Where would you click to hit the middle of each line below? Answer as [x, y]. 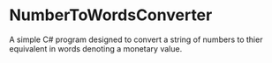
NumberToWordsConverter [111, 15]
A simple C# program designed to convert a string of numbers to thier [136, 39]
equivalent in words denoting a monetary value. [96, 48]
